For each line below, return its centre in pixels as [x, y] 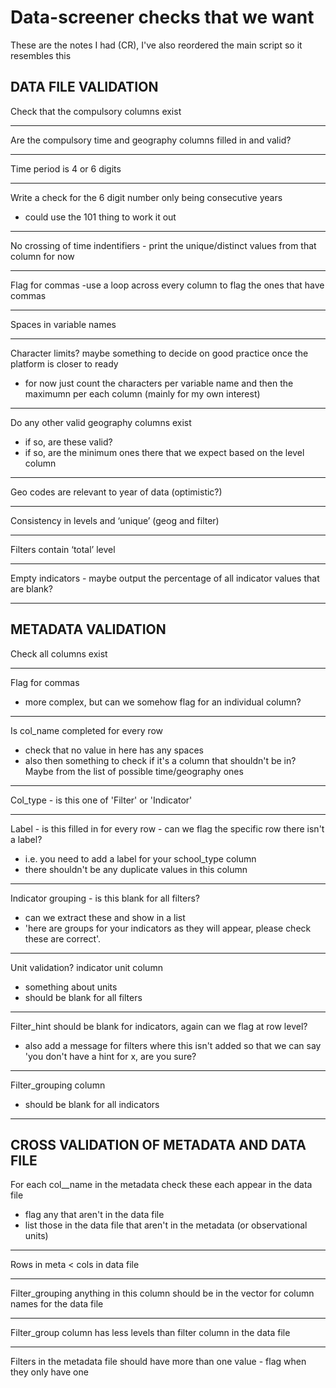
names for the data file [57, 1304]
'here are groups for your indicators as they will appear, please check [168, 928]
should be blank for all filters [83, 997]
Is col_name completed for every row [87, 730]
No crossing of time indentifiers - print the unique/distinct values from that [163, 245]
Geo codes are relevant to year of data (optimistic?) [116, 492]
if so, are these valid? [68, 442]
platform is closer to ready [64, 363]
